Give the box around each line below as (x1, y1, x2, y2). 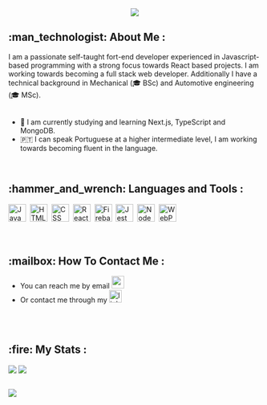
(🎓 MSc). (8, 90, 42, 100)
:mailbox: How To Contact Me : (8, 255, 165, 268)
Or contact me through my (19, 295, 108, 305)
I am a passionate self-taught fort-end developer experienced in (8, 51, 220, 61)
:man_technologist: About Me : (8, 31, 166, 44)
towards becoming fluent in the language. (19, 143, 158, 153)
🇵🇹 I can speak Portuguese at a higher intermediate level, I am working (19, 134, 258, 144)
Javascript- (221, 51, 260, 61)
